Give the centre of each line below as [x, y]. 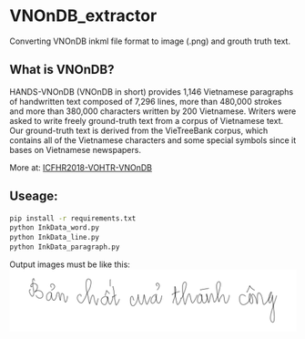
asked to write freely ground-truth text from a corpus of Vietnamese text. [147, 120]
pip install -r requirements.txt [73, 218]
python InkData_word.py [55, 228]
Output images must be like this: [70, 264]
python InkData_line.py [55, 238]
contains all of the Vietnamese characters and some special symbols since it [153, 140]
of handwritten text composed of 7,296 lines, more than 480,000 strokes [146, 101]
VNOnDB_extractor [83, 16]
